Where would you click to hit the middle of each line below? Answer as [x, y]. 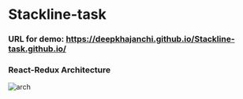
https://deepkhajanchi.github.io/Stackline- [150, 39]
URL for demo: [36, 39]
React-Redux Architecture [60, 70]
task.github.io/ [37, 49]
